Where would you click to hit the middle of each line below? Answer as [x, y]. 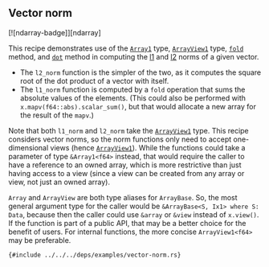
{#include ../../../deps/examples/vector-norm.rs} [95, 255]
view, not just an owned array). [59, 182]
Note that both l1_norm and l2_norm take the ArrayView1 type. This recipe [128, 130]
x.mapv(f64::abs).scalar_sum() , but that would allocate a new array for [138, 106]
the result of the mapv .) [57, 115]
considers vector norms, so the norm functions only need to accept [120, 139]
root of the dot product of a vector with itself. [94, 80]
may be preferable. [40, 240]
